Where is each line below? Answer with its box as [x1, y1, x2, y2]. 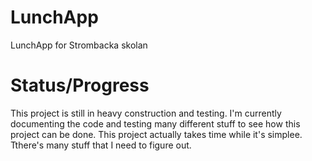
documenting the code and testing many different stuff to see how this [10, 117, 301, 130]
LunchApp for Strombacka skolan [10, 39, 148, 51]
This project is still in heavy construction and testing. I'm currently [10, 107, 282, 119]
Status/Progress [10, 74, 150, 97]
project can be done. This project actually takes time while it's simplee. [10, 128, 303, 140]
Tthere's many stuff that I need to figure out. [10, 139, 192, 151]
